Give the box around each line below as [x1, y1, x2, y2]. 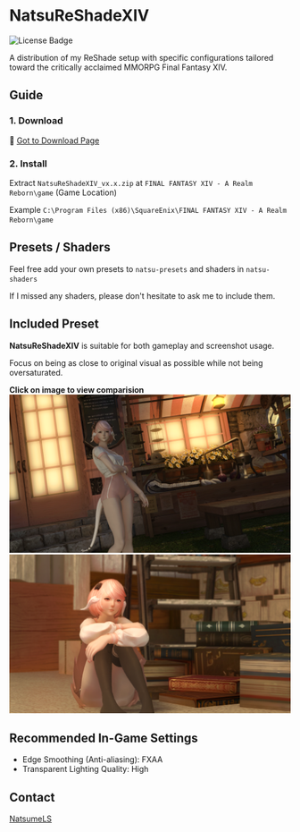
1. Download [9, 115, 64, 127]
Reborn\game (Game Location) [9, 187, 118, 198]
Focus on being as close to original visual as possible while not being [9, 357, 263, 368]
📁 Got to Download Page [9, 135, 100, 146]
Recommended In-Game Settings [9, 730, 198, 745]
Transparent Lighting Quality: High [21, 764, 149, 775]
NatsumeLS [9, 813, 52, 824]
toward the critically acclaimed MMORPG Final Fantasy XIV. [9, 62, 228, 72]
